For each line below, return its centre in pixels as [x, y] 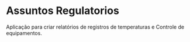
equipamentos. [24, 33]
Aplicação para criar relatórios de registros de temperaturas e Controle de [95, 27]
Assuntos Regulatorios [63, 11]
